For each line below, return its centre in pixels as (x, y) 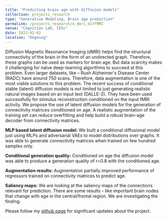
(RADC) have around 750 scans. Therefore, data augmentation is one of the (83, 78)
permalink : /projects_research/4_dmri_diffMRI (54, 24)
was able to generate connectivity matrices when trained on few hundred (81, 140)
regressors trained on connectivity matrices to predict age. (66, 176)
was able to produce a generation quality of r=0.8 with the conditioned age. (83, 161)
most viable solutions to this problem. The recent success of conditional (79, 83)
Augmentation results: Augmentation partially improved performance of (80, 170)
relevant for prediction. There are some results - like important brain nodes (82, 191)
